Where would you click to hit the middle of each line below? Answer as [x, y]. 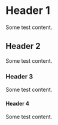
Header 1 [28, 11]
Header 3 [19, 76]
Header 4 [17, 103]
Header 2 [23, 46]
